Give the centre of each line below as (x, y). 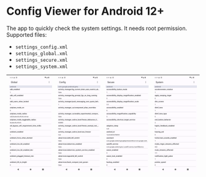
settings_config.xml (41, 47)
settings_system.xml (41, 66)
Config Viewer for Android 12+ (85, 11)
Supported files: (27, 34)
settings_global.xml (41, 53)
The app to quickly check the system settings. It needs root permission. (97, 28)
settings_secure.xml (41, 60)
